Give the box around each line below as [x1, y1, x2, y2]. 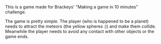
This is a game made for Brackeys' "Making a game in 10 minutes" [5, 4, 138, 10]
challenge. [5, 9, 26, 15]
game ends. [5, 33, 29, 39]
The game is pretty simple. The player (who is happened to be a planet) [5, 19, 149, 24]
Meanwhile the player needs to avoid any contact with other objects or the [5, 29, 155, 34]
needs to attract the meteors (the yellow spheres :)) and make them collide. [5, 23, 156, 29]
